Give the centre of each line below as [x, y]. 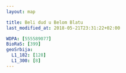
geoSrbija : [20, 50]
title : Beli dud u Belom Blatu [45, 22]
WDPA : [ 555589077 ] [29, 39]
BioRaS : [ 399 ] [24, 44]
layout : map [21, 12]
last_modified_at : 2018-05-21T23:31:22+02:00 [63, 28]
